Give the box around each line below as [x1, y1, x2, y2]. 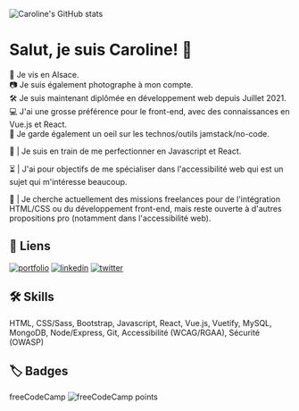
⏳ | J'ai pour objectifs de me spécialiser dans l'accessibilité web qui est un [9, 164, 284, 174]
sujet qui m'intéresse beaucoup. [9, 176, 128, 187]
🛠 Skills [9, 289, 55, 305]
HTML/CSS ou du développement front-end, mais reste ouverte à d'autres [9, 203, 283, 214]
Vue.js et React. [9, 119, 68, 130]
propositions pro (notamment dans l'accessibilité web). [9, 213, 212, 223]
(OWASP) [9, 336, 45, 348]
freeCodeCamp [9, 391, 66, 402]
